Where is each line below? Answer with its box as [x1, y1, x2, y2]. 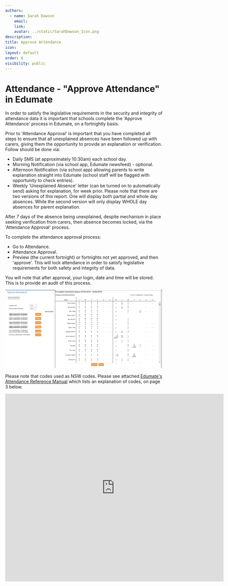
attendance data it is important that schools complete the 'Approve [5, 116, 142, 122]
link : [14, 24, 26, 29]
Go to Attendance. [12, 244, 50, 250]
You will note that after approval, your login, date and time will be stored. [5, 275, 154, 281]
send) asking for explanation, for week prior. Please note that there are [12, 188, 158, 194]
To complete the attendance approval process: [5, 234, 101, 240]
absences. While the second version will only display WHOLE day [12, 199, 147, 205]
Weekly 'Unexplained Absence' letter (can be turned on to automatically [12, 183, 161, 189]
